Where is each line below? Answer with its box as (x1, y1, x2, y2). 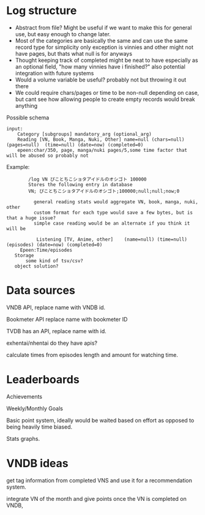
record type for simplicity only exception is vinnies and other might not (15, 43, 194, 51)
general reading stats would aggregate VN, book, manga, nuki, (33, 198, 199, 205)
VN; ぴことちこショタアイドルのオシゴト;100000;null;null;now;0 (28, 188, 180, 194)
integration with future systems (15, 69, 94, 77)
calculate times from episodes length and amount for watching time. (6, 351, 179, 358)
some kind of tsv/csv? (25, 258, 84, 264)
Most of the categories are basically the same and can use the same (15, 37, 188, 44)
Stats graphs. (6, 435, 40, 442)
